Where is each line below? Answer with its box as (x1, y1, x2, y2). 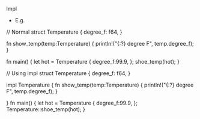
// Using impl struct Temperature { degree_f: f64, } (6, 70, 131, 77)
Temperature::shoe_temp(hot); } (6, 106, 86, 113)
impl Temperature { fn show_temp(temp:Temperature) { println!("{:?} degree (6, 81, 194, 88)
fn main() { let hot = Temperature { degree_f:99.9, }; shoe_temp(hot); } (6, 58, 180, 65)
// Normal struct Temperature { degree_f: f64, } (6, 28, 123, 35)
